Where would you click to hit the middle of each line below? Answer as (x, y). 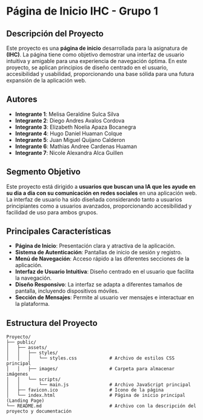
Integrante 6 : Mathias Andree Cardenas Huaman (76, 146)
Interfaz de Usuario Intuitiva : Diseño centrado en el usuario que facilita (104, 272)
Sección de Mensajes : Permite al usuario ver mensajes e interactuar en (105, 297)
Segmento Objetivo (43, 172)
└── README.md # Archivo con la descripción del (101, 406)
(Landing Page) (25, 401)
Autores (22, 99)
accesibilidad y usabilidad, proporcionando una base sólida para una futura (100, 74)
